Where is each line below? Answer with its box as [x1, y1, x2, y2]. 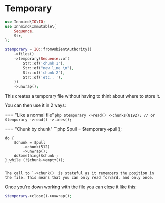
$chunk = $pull [14, 140, 46, 145]
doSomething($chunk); [14, 153, 58, 158]
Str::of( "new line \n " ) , [23, 65, 74, 70]
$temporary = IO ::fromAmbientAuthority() [5, 47, 92, 52]
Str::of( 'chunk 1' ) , [23, 61, 65, 66]
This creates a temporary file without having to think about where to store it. [5, 93, 160, 99]
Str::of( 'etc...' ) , [23, 75, 63, 80]
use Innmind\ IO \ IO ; [5, 19, 46, 24]
